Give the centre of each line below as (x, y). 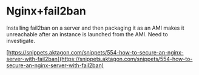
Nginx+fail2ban (46, 11)
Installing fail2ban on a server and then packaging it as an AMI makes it (96, 28)
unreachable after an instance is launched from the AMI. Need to (87, 34)
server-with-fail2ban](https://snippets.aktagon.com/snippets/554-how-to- (99, 59)
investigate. (21, 41)
